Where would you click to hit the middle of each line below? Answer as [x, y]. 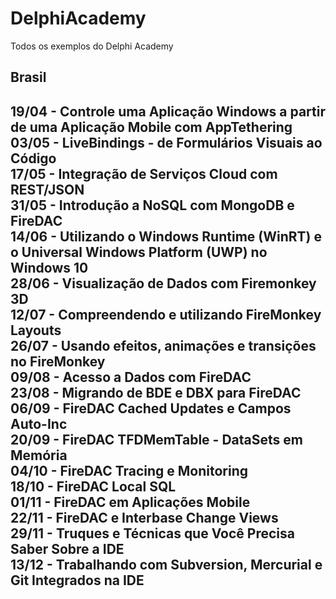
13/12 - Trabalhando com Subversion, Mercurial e [166, 564]
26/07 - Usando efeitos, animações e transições [163, 345]
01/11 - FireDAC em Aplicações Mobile [130, 502]
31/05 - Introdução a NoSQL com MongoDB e [152, 205]
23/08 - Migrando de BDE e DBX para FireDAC [156, 392]
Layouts [36, 330]
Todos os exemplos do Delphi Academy [92, 46]
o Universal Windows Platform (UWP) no [139, 252]
